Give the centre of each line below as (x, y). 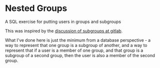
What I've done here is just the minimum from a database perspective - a (78, 40)
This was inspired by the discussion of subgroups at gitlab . (64, 31)
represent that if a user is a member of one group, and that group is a (74, 50)
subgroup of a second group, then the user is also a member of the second (80, 55)
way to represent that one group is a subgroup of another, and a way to (76, 45)
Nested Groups (36, 8)
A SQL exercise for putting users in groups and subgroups (63, 22)
